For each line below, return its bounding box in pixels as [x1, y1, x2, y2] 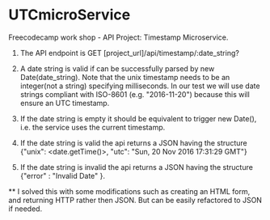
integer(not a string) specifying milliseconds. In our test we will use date [19, 81, 260, 91]
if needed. [8, 204, 43, 214]
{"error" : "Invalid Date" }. [19, 171, 105, 180]
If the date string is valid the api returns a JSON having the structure [19, 137, 248, 147]
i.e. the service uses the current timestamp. [19, 122, 166, 132]
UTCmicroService [8, 6, 131, 24]
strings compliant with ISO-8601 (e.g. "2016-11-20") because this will [19, 89, 251, 99]
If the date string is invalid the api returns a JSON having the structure [19, 162, 253, 171]
